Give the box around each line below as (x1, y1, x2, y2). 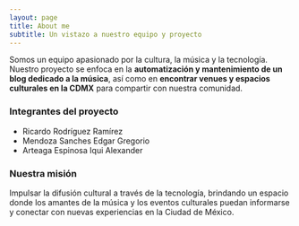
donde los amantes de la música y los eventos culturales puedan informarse (9, 196, 290, 207)
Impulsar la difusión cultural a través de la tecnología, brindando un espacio (9, 187, 289, 198)
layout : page (9, 13, 58, 22)
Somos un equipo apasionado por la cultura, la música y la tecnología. (9, 55, 269, 65)
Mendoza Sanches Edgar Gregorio (21, 135, 150, 146)
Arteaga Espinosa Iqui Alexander (21, 144, 143, 155)
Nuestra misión (9, 167, 78, 179)
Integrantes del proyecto (9, 105, 119, 117)
